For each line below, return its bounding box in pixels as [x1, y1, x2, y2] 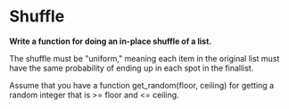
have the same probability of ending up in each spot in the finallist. [9, 63, 254, 73]
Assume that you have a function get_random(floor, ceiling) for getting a [9, 80, 275, 90]
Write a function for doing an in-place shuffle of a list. [9, 36, 212, 46]
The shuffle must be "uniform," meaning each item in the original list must [9, 53, 280, 63]
